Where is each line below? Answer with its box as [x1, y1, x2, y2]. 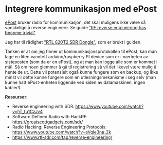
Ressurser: [5, 94, 28, 100]
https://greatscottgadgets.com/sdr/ [12, 119, 83, 125]
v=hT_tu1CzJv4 [12, 108, 43, 114]
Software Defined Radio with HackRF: [12, 113, 88, 119]
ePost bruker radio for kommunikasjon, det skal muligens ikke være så [5, 19, 146, 25]
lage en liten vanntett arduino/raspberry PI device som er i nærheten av [5, 53, 148, 59]
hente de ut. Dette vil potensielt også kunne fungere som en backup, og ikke [5, 69, 158, 75]
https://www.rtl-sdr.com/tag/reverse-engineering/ [12, 134, 113, 140]
